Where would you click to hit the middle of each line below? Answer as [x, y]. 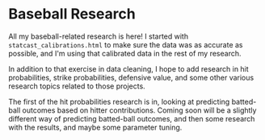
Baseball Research [72, 14]
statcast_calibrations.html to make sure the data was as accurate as [126, 44]
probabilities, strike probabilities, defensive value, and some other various [131, 77]
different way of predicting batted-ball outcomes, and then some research [132, 118]
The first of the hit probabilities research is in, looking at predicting [119, 101]
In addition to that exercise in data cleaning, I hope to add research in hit [128, 68]
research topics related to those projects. [77, 86]
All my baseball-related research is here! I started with [98, 36]
